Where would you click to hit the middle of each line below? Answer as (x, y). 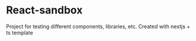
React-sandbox (45, 10)
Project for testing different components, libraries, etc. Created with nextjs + (98, 26)
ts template (20, 32)
